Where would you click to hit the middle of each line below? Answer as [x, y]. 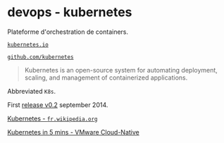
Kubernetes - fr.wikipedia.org [52, 118]
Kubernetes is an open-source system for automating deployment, [121, 70]
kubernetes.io [28, 44]
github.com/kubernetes [41, 57]
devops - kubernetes [70, 12]
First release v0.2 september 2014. [58, 105]
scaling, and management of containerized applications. [106, 77]
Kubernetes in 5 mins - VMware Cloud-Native [73, 132]
